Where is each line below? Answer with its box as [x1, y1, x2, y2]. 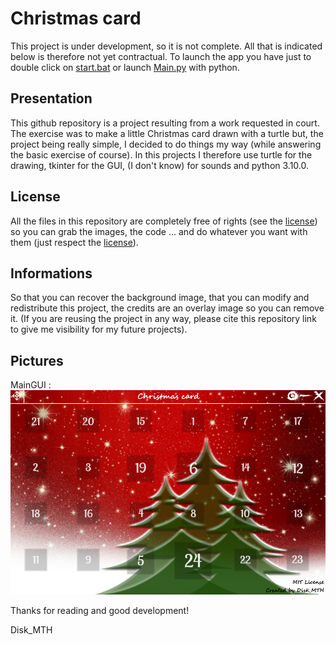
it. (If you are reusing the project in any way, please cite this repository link [10, 313, 317, 325]
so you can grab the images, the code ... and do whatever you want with [10, 225, 308, 237]
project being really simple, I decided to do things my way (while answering [10, 138, 322, 150]
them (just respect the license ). [10, 236, 139, 248]
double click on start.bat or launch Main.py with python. [10, 61, 240, 73]
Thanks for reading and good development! [10, 605, 190, 617]
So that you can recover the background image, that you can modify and [10, 292, 310, 304]
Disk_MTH [10, 624, 53, 636]
